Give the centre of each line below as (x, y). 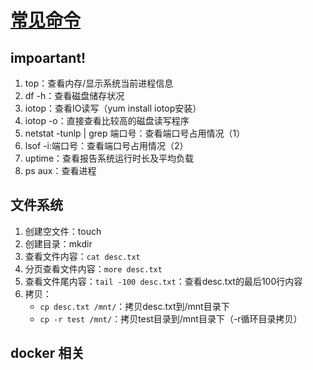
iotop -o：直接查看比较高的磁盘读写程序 (107, 120)
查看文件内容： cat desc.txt (82, 256)
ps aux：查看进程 (60, 170)
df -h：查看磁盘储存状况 (74, 95)
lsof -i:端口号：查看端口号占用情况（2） (106, 145)
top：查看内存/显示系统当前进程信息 (99, 83)
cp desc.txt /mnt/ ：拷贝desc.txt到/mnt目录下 (134, 306)
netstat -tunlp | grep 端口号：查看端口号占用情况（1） (135, 133)
